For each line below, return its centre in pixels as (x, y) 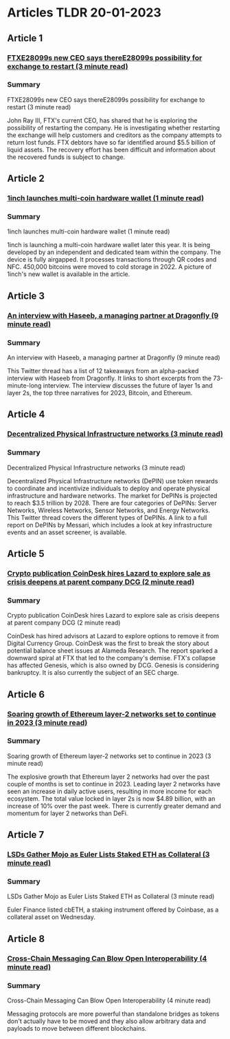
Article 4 (26, 414)
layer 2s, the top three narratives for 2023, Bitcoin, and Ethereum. (100, 393)
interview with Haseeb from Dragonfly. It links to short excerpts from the (110, 378)
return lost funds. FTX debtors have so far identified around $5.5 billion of (112, 142)
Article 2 (26, 179)
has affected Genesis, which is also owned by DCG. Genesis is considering (113, 665)
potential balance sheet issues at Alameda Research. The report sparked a (113, 651)
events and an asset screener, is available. (67, 532)
